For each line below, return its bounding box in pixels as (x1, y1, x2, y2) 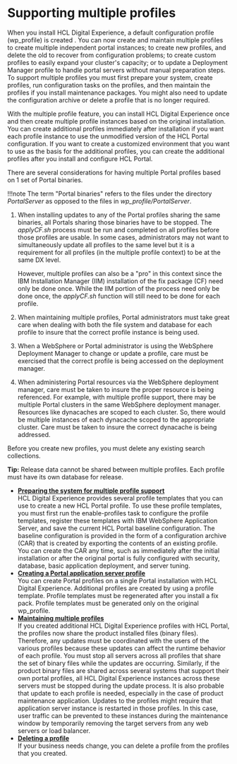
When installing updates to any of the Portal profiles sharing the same (17, 210, 221, 219)
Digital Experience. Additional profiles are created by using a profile (17, 584, 214, 592)
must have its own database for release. (7, 472, 123, 481)
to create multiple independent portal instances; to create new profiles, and (7, 43, 226, 52)
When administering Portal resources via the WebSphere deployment (17, 378, 219, 386)
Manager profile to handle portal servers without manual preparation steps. (7, 66, 226, 74)
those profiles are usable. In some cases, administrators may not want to (17, 233, 229, 241)
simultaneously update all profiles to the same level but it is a (17, 240, 195, 249)
